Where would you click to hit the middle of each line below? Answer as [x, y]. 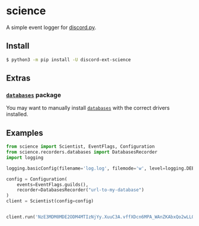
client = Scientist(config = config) [50, 201]
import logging [25, 157]
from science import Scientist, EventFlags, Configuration [81, 147]
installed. [17, 114]
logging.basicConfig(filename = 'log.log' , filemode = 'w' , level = [86, 168]
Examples [25, 133]
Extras [18, 78]
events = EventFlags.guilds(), [53, 184]
